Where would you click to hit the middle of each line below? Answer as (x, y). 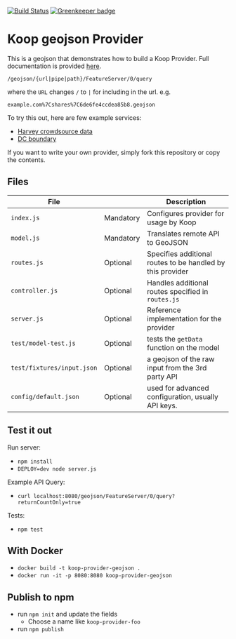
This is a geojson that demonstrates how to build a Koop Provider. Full (108, 58)
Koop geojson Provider (76, 39)
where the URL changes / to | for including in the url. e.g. (89, 92)
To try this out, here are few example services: (74, 117)
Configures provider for (186, 213)
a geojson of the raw (181, 359)
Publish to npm (41, 597)
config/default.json (45, 397)
